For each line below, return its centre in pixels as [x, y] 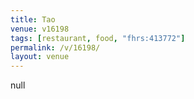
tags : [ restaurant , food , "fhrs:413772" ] [98, 38]
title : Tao [33, 19]
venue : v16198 [40, 29]
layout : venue [40, 57]
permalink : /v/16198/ [55, 47]
